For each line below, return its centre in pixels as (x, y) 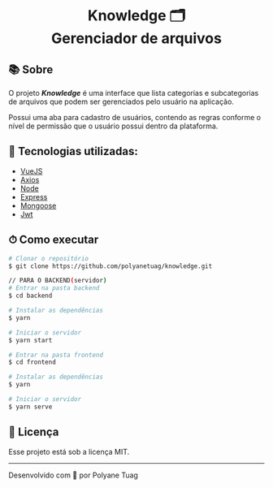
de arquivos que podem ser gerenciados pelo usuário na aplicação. (121, 101)
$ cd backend (30, 296)
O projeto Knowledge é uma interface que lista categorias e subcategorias (134, 93)
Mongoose (38, 205)
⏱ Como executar (54, 240)
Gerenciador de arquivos (136, 39)
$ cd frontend (32, 362)
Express (34, 196)
